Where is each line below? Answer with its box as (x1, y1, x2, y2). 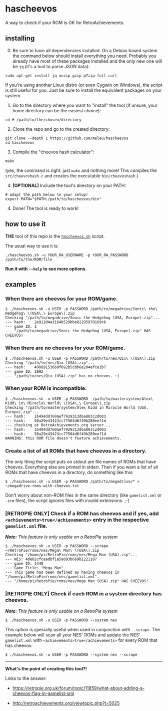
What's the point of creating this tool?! (5, 665, 87, 671)
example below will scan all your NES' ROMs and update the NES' (5, 632, 140, 638)
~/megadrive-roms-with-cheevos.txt (5, 484, 79, 489)
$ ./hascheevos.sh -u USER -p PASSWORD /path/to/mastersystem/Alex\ (5, 396, 153, 401)
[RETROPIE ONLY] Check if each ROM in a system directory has (5, 590, 162, 597)
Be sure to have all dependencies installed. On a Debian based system (12, 47, 157, 53)
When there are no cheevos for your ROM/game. (5, 344, 125, 351)
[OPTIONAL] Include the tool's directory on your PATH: (12, 182, 126, 188)
